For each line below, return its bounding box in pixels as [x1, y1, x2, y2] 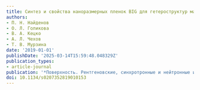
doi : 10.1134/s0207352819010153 [6, 75, 86, 81]
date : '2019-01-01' [6, 47, 55, 53]
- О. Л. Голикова [6, 25, 49, 31]
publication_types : [6, 58, 55, 64]
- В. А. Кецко [6, 31, 42, 37]
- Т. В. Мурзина [6, 42, 46, 48]
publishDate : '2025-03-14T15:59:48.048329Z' [6, 53, 118, 59]
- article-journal [6, 63, 52, 70]
